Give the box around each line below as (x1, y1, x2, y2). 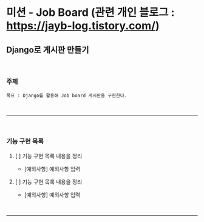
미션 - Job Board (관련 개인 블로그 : (6, 5, 175, 19)
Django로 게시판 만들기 (6, 44, 89, 55)
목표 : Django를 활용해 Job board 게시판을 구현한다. (6, 92, 127, 99)
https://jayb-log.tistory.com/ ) (6, 19, 160, 33)
